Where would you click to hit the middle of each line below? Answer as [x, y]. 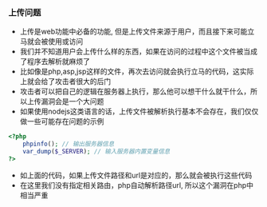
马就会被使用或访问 [51, 42]
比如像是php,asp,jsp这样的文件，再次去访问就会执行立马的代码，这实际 [137, 72]
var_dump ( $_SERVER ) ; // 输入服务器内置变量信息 [96, 152]
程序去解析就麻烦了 [58, 62]
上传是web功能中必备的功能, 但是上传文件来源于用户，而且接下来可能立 [137, 32]
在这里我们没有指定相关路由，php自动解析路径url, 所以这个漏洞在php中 [136, 185]
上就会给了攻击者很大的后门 [65, 82]
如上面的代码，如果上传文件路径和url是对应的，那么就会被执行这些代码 [136, 175]
